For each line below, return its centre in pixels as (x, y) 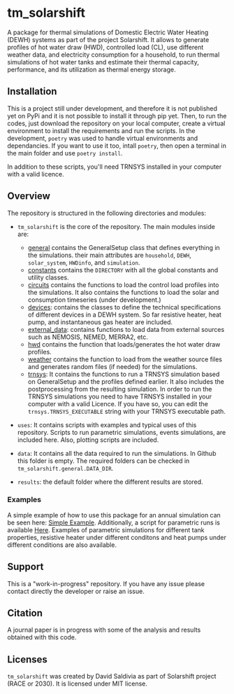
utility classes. (48, 277)
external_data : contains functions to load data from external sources (126, 329)
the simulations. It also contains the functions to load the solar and (123, 292)
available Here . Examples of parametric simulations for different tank (106, 529)
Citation (25, 613)
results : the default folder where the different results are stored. (110, 482)
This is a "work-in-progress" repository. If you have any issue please (106, 583)
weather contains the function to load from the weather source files (125, 359)
